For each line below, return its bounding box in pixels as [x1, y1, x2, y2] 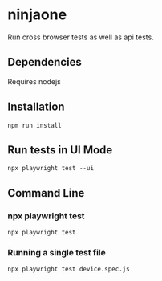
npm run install [7, 121, 62, 129]
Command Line [7, 186, 85, 200]
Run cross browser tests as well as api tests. [7, 32, 154, 42]
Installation [7, 100, 65, 114]
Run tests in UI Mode [7, 143, 113, 157]
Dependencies [7, 55, 82, 69]
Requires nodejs [7, 76, 61, 86]
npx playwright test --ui [7, 165, 94, 173]
